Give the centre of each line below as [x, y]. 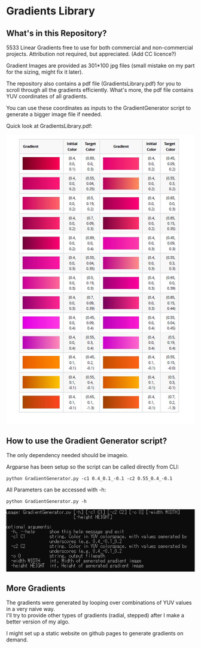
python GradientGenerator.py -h [46, 502]
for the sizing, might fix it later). [45, 72]
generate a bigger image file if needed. [54, 114]
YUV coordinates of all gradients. [47, 96]
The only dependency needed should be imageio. [67, 455]
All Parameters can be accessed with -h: [56, 490]
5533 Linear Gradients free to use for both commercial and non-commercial [100, 47]
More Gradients [36, 588]
